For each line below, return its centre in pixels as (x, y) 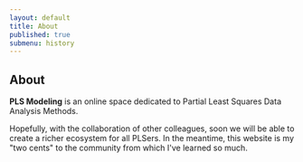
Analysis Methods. (44, 111)
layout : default (40, 18)
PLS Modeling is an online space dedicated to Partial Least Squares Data (146, 101)
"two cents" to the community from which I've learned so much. (129, 148)
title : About (34, 26)
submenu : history (42, 43)
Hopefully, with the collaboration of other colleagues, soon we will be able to (152, 129)
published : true (40, 34)
